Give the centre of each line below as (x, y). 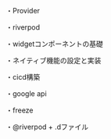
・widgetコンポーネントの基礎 (54, 44)
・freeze (20, 110)
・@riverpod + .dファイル (47, 127)
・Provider (23, 11)
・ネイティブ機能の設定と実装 (54, 61)
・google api (26, 94)
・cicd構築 (23, 77)
